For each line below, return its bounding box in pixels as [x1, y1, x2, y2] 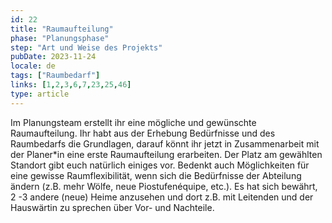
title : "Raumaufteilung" [10, 24, 114, 34]
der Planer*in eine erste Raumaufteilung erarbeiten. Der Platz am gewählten [10, 148, 323, 160]
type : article [10, 89, 70, 99]
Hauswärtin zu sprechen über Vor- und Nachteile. [10, 201, 215, 213]
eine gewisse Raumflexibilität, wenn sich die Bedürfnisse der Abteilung [10, 169, 302, 181]
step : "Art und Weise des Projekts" [10, 42, 163, 53]
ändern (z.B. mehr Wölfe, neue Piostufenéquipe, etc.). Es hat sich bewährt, [10, 180, 318, 192]
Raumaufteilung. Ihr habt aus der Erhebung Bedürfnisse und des [10, 127, 276, 139]
